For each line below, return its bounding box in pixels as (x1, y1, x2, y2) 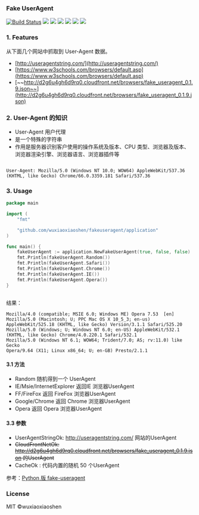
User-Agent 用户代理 (14, 128, 66, 135)
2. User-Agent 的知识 (6, 113, 68, 122)
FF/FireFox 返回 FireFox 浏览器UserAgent (14, 390, 116, 397)
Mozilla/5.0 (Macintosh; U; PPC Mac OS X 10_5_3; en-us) (6, 316, 151, 322)
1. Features (6, 33, 39, 42)
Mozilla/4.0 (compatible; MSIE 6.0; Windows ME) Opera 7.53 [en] (6, 311, 175, 317)
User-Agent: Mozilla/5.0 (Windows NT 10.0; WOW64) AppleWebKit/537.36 (6, 167, 185, 173)
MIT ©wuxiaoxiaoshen (6, 503, 62, 510)
